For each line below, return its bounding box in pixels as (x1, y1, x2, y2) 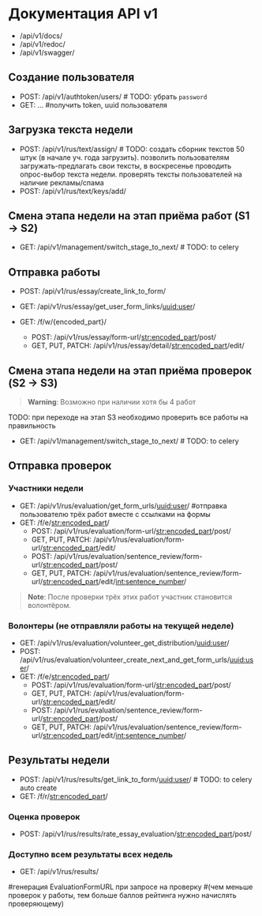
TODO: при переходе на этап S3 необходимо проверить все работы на (8, 412, 249, 422)
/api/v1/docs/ (19, 31, 63, 40)
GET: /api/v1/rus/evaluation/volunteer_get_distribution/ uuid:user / (19, 638, 230, 648)
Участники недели (8, 483, 84, 494)
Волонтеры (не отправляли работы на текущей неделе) (8, 620, 234, 631)
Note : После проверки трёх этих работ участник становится (27, 591, 233, 602)
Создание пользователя (8, 70, 135, 84)
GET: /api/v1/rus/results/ (19, 867, 99, 876)
